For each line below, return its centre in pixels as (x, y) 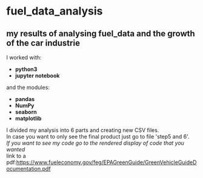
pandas (25, 99)
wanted (16, 149)
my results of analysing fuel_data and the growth (101, 34)
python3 (26, 69)
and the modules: (28, 87)
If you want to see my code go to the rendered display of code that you (95, 143)
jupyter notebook (37, 76)
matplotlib (28, 118)
